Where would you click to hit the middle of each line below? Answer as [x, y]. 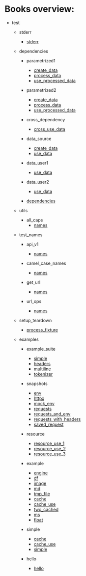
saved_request [49, 424]
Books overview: [40, 9]
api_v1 [32, 244]
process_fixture [42, 329]
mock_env [44, 403]
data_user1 [37, 163]
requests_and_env [52, 414]
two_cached [46, 509]
